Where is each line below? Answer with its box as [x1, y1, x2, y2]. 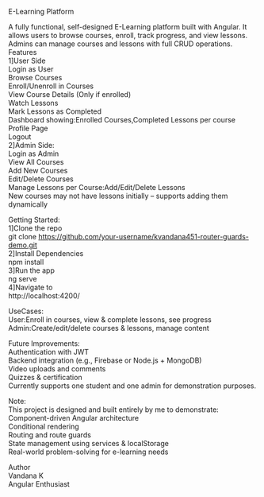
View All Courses [8, 157, 64, 166]
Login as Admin [8, 149, 59, 158]
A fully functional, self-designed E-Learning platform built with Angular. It [8, 22, 247, 31]
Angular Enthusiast [8, 480, 70, 488]
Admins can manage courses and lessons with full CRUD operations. [8, 39, 233, 49]
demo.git [8, 240, 37, 250]
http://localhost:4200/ [8, 291, 81, 301]
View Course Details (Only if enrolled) [8, 90, 132, 99]
